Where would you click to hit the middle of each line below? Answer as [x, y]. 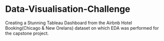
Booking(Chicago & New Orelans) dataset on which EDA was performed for [82, 28]
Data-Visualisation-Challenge [68, 9]
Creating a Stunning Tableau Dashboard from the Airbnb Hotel [69, 23]
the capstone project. [27, 33]
